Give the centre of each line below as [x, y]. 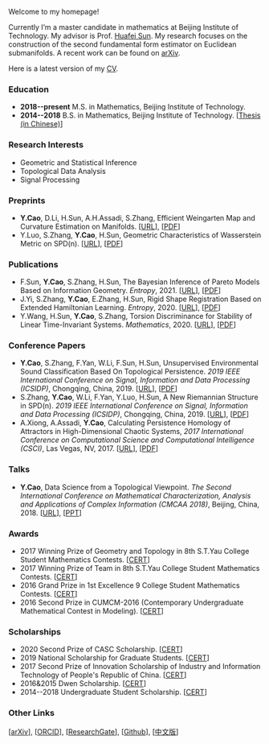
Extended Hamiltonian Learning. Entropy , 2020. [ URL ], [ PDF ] [120, 308]
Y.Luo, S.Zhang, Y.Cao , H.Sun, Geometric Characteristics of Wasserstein [141, 235]
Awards [24, 533]
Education [29, 89]
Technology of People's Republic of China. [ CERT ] [103, 675]
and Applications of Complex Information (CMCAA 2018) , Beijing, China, [139, 504]
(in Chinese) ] [41, 124]
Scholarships [35, 632]
